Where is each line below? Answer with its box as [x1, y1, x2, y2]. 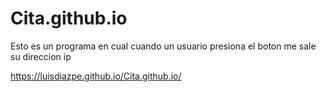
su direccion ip [10, 50, 72, 62]
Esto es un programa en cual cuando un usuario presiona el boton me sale [10, 40, 317, 52]
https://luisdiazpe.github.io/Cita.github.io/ [10, 70, 182, 82]
